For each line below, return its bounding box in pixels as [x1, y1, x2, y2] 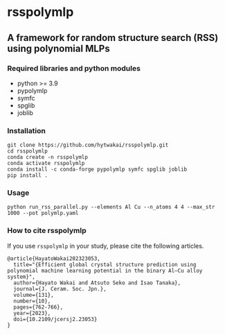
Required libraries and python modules [7, 63, 141, 73]
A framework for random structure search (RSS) [7, 32, 219, 44]
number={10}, [13, 298, 51, 304]
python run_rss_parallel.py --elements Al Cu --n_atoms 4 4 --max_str [7, 204, 215, 211]
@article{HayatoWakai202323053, [7, 255, 100, 262]
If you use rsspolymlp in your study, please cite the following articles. [7, 241, 204, 250]
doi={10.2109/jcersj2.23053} [13, 316, 98, 323]
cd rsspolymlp [7, 148, 48, 155]
